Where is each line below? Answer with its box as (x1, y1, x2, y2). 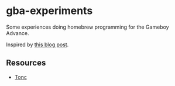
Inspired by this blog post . (6, 41, 69, 48)
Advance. (6, 29, 29, 36)
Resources (6, 58, 46, 68)
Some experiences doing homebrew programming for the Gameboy (6, 23, 169, 30)
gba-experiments (6, 4, 93, 18)
